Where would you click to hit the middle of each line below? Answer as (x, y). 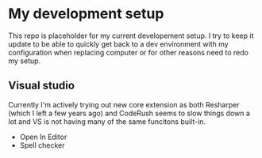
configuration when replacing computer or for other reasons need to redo (128, 52)
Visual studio (42, 86)
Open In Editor (43, 137)
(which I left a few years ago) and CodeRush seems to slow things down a (129, 113)
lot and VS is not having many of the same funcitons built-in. (107, 121)
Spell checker (42, 145)
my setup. (25, 61)
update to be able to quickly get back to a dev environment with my (118, 43)
